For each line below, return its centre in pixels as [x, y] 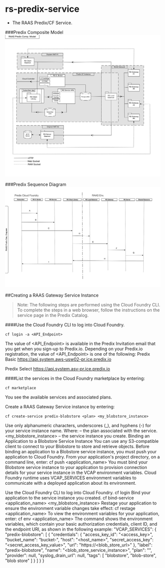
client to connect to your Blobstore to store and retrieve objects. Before [77, 446]
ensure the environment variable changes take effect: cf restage [70, 508]
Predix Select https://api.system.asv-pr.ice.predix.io [58, 369]
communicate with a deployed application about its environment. [71, 483]
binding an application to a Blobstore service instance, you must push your [81, 452]
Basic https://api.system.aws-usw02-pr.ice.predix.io [58, 359]
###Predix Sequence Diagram [36, 184]
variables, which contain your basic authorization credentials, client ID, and [81, 524]
